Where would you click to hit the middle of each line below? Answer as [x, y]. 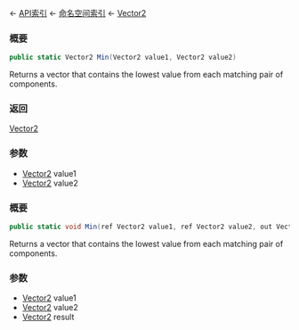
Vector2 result [48, 317]
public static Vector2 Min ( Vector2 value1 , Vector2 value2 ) [123, 58]
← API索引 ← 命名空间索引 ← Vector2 [78, 13]
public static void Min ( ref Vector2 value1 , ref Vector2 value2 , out [141, 227]
